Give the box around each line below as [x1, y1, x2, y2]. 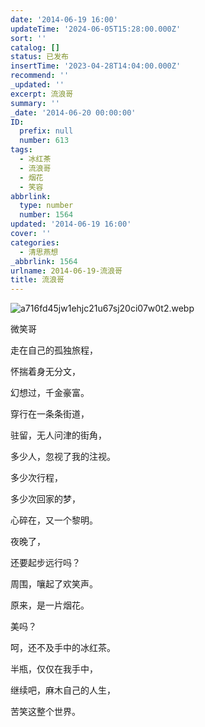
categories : [10, 237, 60, 248]
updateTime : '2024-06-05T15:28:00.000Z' [10, 24, 182, 34]
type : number [19, 201, 74, 211]
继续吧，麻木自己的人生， [10, 684, 116, 696]
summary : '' [10, 98, 60, 108]
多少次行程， [10, 472, 63, 484]
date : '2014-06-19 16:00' [10, 14, 118, 25]
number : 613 [19, 136, 70, 146]
